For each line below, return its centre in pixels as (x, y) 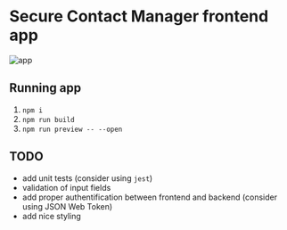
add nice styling (52, 216)
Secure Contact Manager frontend (139, 16)
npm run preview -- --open (72, 129)
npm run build (48, 119)
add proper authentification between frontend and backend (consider (150, 197)
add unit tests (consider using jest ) (87, 178)
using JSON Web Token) (67, 206)
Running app (45, 88)
